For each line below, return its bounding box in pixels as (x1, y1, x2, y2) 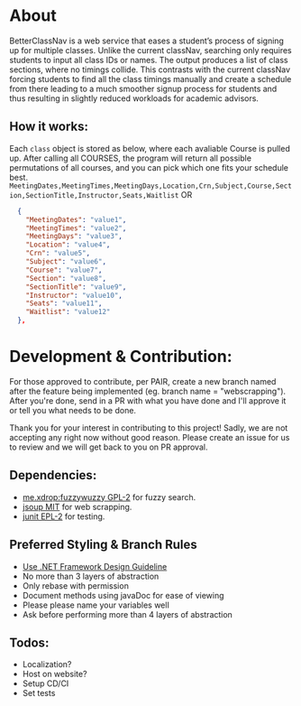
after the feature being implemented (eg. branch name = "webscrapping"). (9, 386, 287, 396)
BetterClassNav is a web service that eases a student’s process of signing (9, 35, 284, 46)
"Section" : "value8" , (25, 274, 106, 283)
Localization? (22, 659, 72, 670)
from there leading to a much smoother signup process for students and (9, 83, 278, 94)
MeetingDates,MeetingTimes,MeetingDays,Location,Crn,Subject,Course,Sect (9, 181, 293, 190)
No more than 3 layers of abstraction (22, 571, 160, 581)
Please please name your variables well (22, 599, 169, 610)
